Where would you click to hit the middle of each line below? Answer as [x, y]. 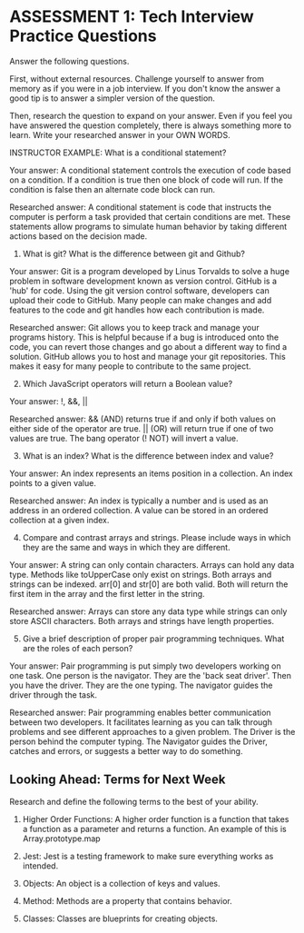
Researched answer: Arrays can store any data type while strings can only [148, 611]
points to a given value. [53, 482]
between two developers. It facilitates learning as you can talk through [141, 722]
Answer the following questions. [69, 61]
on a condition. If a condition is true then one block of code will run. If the [147, 180]
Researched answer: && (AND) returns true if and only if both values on [143, 419]
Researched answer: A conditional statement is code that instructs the [141, 207]
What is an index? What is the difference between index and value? [148, 455]
